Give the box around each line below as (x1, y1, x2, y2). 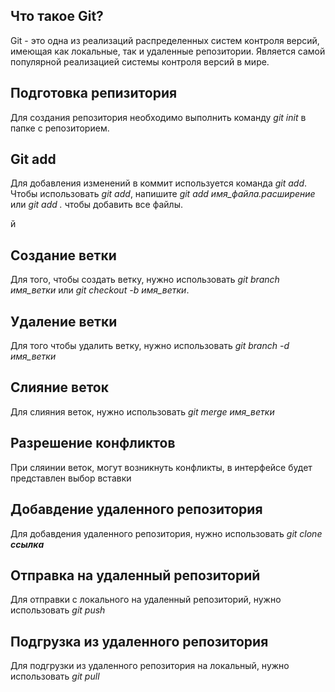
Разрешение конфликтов (10, 435, 176, 452)
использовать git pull (10, 670, 100, 683)
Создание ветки (10, 247, 117, 264)
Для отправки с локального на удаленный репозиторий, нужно (10, 594, 282, 606)
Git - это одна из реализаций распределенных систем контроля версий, (10, 34, 320, 46)
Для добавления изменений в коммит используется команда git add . (10, 177, 308, 189)
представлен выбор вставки (10, 472, 132, 484)
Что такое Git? (10, 8, 104, 25)
